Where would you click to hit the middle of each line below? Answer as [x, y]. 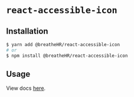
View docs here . [26, 88]
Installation [27, 31]
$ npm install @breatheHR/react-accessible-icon [67, 56]
